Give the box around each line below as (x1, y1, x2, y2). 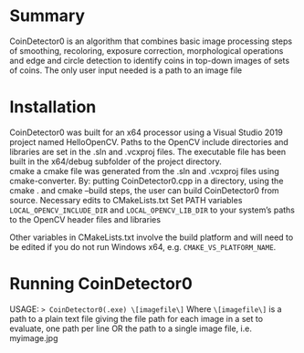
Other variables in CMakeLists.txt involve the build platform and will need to (9, 232, 294, 243)
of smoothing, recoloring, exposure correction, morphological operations (9, 45, 284, 56)
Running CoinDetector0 (9, 274, 194, 295)
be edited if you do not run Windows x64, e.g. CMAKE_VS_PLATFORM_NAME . (9, 241, 277, 252)
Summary (9, 5, 85, 26)
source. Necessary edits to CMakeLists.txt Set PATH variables (9, 194, 243, 205)
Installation (9, 97, 97, 118)
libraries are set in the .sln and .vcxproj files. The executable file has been (9, 146, 287, 157)
